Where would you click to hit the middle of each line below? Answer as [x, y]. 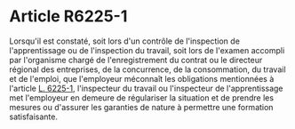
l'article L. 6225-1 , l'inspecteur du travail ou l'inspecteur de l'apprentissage [146, 88]
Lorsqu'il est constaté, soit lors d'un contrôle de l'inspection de [124, 41]
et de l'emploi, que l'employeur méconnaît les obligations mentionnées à [142, 78]
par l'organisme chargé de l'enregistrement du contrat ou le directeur [136, 60]
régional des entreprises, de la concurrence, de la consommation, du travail [147, 69]
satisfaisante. [33, 117]
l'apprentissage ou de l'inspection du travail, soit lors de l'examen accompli [147, 50]
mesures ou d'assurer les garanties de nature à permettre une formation [141, 107]
